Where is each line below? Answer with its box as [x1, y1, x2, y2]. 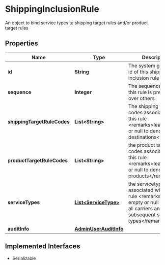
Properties [5, 39, 38, 48]
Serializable [12, 255, 36, 261]
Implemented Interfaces [5, 242, 81, 251]
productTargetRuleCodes [7, 157, 68, 164]
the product [128, 141, 156, 148]
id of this [128, 68, 149, 75]
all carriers [128, 205, 153, 212]
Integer [74, 89, 92, 96]
